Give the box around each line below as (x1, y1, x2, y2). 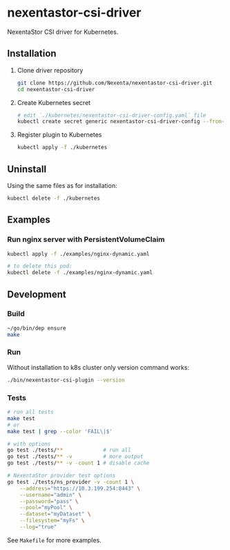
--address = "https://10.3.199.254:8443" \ (19, 485, 140, 492)
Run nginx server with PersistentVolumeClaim (7, 235, 165, 245)
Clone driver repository (17, 66, 84, 74)
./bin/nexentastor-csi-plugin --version (7, 377, 126, 383)
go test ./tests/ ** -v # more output (7, 453, 144, 460)
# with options (7, 440, 51, 447)
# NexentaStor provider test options (7, 472, 116, 480)
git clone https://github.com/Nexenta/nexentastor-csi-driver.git (17, 79, 213, 86)
